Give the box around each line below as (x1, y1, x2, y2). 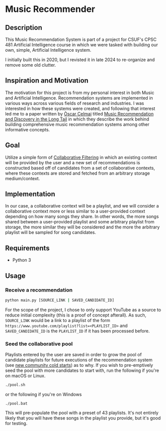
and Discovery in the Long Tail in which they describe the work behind (5, 116, 149, 122)
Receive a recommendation (5, 286, 73, 293)
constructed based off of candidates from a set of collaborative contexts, (5, 165, 155, 171)
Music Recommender (5, 3, 95, 15)
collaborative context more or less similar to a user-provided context (5, 208, 145, 215)
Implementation (5, 190, 56, 199)
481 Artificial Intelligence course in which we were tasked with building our (5, 42, 158, 48)
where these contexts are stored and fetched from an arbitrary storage (5, 170, 150, 176)
